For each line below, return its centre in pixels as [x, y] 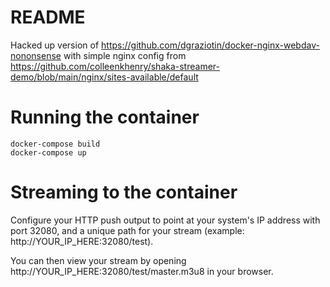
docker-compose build [55, 144]
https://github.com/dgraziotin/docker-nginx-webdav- [210, 45]
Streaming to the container [124, 192]
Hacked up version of [55, 45]
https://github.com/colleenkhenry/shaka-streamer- [115, 66]
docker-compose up [48, 152]
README [48, 17]
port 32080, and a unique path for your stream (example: [127, 230]
